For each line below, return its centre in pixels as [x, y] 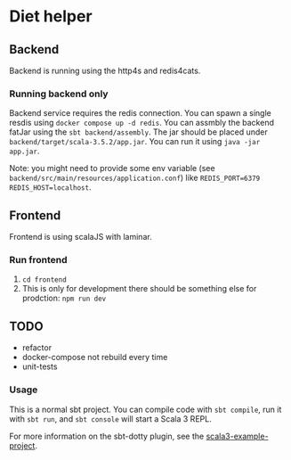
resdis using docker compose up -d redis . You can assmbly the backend [141, 123]
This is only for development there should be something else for [139, 289]
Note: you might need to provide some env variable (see [112, 168]
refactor [36, 348]
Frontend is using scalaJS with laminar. [81, 237]
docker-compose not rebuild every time [95, 357]
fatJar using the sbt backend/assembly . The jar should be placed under [139, 132]
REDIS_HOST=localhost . [50, 187]
